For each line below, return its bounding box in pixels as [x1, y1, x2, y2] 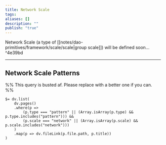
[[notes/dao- [57, 39, 83, 45]
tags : [5, 12, 16, 17]
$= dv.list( [5, 97, 30, 101]
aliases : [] [5, 16, 30, 21]
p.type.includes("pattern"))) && [5, 114, 74, 119]
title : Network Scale [5, 7, 50, 12]
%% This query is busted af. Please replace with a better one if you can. [5, 82, 152, 88]
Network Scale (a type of [5, 39, 56, 45]
